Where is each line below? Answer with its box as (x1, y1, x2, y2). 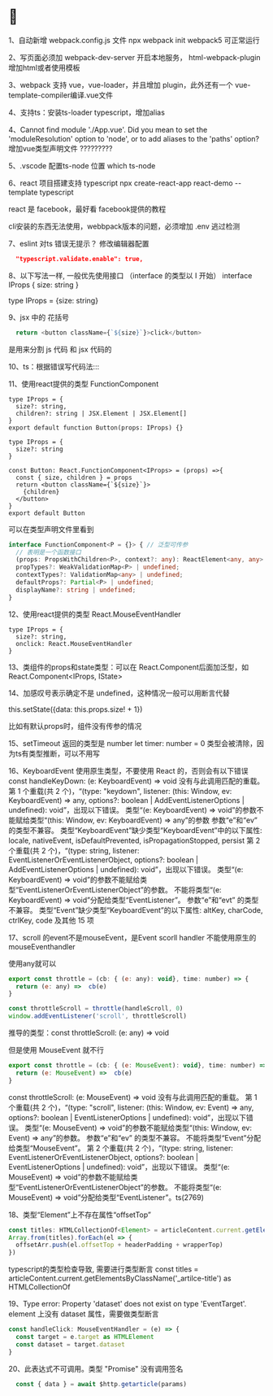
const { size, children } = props (15, 473, 132, 482)
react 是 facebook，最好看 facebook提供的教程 (8, 203, 167, 214)
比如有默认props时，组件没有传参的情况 (8, 721, 142, 731)
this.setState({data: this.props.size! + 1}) (8, 704, 143, 714)
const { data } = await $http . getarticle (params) (15, 1380, 187, 1388)
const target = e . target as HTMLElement (15, 1333, 154, 1341)
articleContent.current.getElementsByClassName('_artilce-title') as (8, 1273, 232, 1284)
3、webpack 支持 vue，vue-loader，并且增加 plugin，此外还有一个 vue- (8, 80, 251, 89)
